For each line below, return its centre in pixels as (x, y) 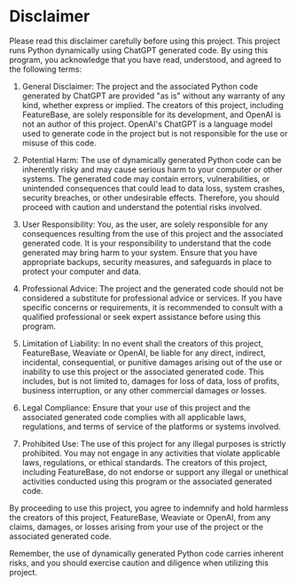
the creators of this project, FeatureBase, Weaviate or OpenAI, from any (140, 517)
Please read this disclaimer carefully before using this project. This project (145, 41)
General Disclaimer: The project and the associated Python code (140, 86)
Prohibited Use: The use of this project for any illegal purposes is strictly (154, 443)
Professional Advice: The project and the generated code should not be (152, 288)
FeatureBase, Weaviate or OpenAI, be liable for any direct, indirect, (144, 353)
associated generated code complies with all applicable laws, (134, 417)
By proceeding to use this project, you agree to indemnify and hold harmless (149, 508)
